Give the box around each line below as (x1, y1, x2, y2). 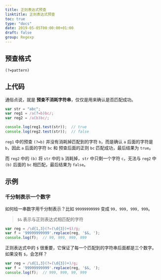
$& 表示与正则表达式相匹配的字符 (17, 216, 84, 222)
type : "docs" (5, 21, 32, 26)
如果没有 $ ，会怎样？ (5, 251, 48, 257)
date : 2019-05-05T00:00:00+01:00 (5, 26, 74, 31)
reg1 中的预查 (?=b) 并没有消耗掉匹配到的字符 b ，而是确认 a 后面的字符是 (5, 139, 154, 144)
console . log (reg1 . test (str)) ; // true (5, 125, 87, 130)
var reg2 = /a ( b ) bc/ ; (5, 116, 50, 121)
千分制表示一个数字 (5, 193, 51, 200)
